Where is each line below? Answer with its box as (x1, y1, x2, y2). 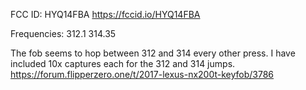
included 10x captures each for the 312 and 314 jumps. (10, 58, 236, 69)
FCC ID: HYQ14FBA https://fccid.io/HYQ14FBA (10, 9, 201, 20)
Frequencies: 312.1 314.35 (10, 28, 117, 39)
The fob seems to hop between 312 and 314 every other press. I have (10, 47, 296, 59)
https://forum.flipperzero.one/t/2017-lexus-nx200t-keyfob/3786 (10, 69, 275, 80)
